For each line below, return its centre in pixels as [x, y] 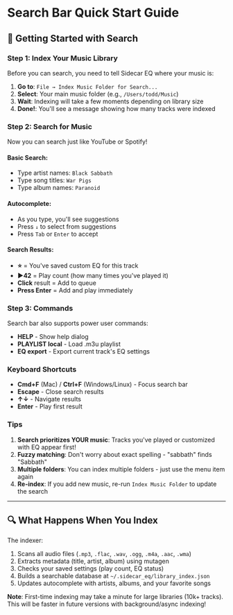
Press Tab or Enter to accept [58, 234]
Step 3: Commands [40, 308]
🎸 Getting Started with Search [73, 38]
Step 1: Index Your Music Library [62, 58]
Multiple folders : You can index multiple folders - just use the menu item [121, 469]
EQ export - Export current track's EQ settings [84, 352]
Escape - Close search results [60, 392]
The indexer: [25, 540]
